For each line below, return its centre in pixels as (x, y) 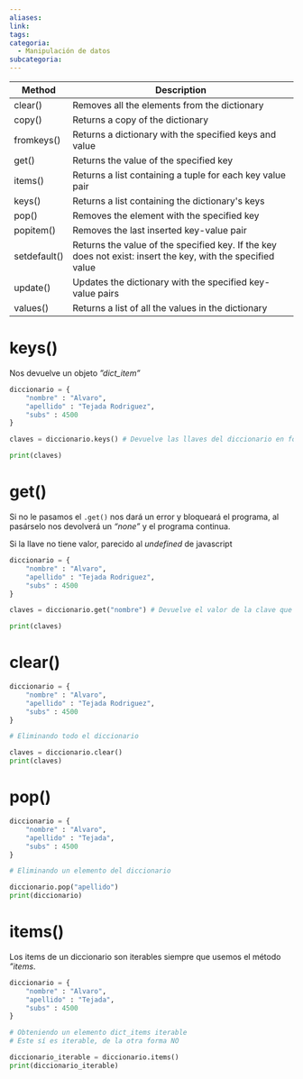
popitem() (35, 230)
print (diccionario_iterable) (64, 1065)
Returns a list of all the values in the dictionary (170, 308)
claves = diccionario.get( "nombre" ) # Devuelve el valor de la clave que (151, 610)
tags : (19, 34)
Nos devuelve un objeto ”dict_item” (75, 373)
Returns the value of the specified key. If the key (174, 245)
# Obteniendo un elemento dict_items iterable (98, 1033)
